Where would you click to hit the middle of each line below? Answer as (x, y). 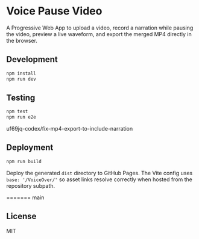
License (21, 216)
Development (32, 59)
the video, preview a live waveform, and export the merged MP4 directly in (99, 34)
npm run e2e (21, 117)
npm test (17, 112)
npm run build (24, 161)
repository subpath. (31, 185)
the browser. (22, 40)
